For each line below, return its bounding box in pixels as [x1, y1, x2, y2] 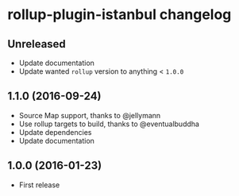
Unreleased [7, 37, 67, 51]
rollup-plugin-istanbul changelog [7, 6, 232, 24]
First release [18, 180, 60, 190]
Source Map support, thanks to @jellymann [18, 110, 161, 120]
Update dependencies [18, 127, 92, 136]
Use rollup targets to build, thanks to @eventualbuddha [18, 119, 200, 129]
